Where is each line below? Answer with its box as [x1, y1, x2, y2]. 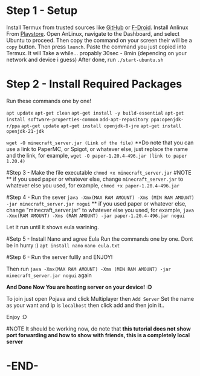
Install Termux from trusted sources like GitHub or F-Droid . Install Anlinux [6, 24, 189, 31]
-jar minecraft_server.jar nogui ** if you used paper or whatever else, [6, 200, 187, 207]
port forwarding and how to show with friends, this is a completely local [6, 331, 190, 338]
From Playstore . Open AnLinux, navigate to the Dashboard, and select [6, 30, 180, 37]
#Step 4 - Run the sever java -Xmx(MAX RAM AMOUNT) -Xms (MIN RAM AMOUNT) [6, 193, 195, 201]
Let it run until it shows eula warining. [6, 223, 99, 230]
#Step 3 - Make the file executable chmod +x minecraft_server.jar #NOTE [6, 169, 192, 176]
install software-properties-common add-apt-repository [6, 116, 149, 123]
